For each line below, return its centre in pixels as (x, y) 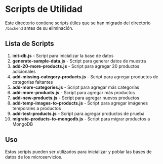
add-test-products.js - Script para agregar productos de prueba (78, 113)
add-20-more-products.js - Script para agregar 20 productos (76, 66)
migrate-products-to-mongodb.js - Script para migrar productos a (81, 119)
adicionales (24, 71)
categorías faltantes (33, 82)
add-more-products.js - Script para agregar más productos (74, 92)
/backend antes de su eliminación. (39, 28)
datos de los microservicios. (34, 157)
